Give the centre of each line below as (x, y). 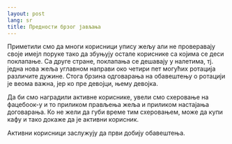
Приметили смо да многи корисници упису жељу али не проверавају (111, 47)
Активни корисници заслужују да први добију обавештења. (96, 133)
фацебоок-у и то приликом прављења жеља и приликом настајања (108, 105)
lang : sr (20, 20)
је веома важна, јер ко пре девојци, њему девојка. (83, 84)
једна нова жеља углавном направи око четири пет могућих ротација (111, 69)
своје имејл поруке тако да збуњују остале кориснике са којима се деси (116, 54)
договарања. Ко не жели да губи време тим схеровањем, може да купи (115, 112)
